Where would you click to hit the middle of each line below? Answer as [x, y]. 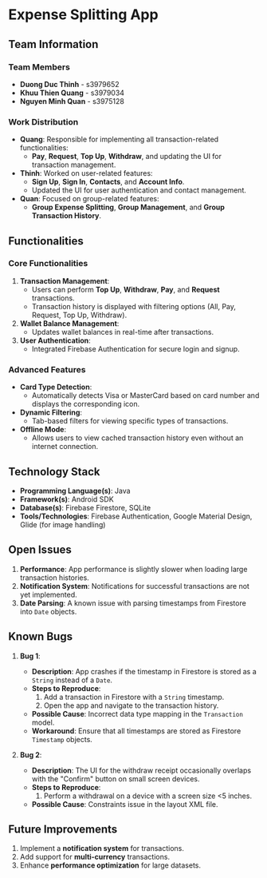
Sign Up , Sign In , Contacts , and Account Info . [108, 182]
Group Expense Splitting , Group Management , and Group [128, 207]
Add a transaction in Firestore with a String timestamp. [134, 697]
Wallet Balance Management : [69, 323]
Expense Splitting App [83, 15]
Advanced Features [47, 369]
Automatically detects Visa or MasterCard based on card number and [145, 395]
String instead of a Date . [72, 680]
